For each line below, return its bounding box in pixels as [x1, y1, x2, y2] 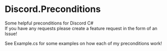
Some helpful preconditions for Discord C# [5, 20, 94, 26]
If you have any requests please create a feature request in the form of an [5, 25, 158, 31]
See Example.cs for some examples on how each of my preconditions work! [5, 40, 162, 46]
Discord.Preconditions [5, 3, 101, 15]
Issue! [5, 30, 18, 36]
